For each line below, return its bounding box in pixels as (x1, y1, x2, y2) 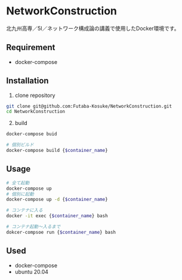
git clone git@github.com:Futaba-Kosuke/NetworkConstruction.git (6, 103, 172, 109)
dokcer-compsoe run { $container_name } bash (6, 229, 116, 235)
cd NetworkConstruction (6, 109, 66, 115)
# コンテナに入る (6, 208, 43, 214)
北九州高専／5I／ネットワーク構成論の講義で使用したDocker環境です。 (6, 25, 180, 32)
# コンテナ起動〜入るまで (6, 224, 61, 230)
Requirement (6, 42, 55, 53)
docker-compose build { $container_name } (6, 148, 109, 154)
